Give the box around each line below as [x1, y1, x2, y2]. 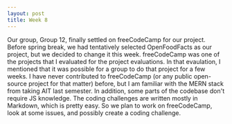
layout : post [7, 10, 45, 17]
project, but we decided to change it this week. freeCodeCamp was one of [7, 50, 220, 59]
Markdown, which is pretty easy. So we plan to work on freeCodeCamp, [7, 101, 213, 110]
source [7, 79, 28, 87]
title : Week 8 [7, 17, 48, 23]
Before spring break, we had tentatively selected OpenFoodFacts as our [7, 43, 213, 51]
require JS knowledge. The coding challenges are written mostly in [7, 94, 199, 102]
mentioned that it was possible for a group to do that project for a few [7, 65, 206, 73]
